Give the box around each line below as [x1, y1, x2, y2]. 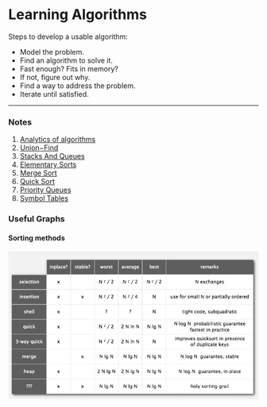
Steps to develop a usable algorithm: [8, 32, 129, 41]
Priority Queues [19, 185, 72, 195]
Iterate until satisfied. [19, 89, 89, 98]
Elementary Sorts [19, 160, 77, 170]
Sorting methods [8, 232, 65, 243]
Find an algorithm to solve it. [19, 56, 114, 65]
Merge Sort [19, 168, 57, 178]
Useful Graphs [8, 213, 65, 225]
